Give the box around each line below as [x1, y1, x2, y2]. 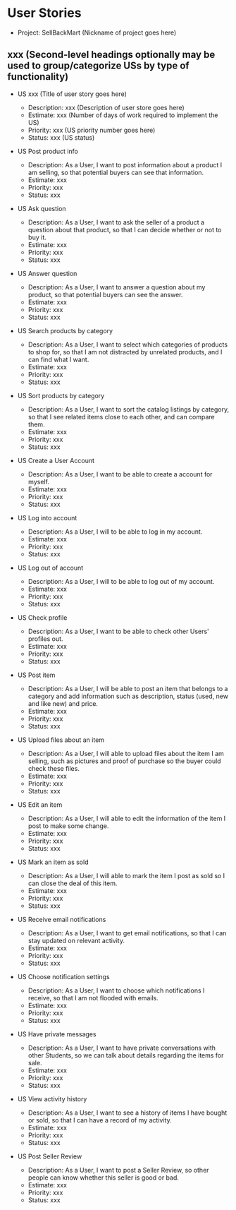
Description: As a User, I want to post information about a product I [27, 160, 223, 169]
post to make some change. [27, 821, 109, 830]
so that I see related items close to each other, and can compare [27, 412, 215, 421]
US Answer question [17, 269, 77, 277]
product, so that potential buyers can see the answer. [27, 290, 183, 299]
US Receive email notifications [17, 915, 106, 923]
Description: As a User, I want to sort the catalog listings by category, [27, 405, 230, 414]
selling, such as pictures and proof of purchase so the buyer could [27, 757, 221, 765]
